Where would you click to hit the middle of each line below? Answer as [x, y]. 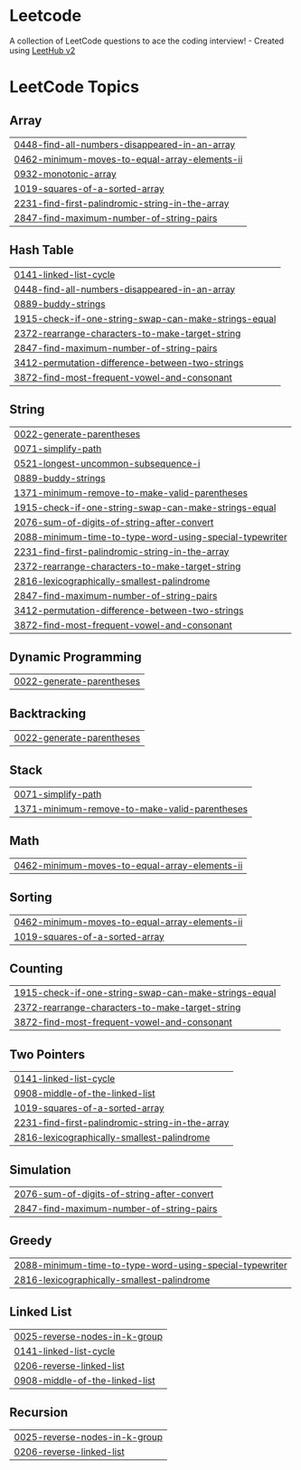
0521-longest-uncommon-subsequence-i [107, 463]
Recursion [39, 1413]
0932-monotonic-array [66, 174]
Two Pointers [47, 1054]
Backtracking [48, 713]
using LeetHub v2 [42, 50]
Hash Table [42, 250]
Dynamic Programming [75, 657]
